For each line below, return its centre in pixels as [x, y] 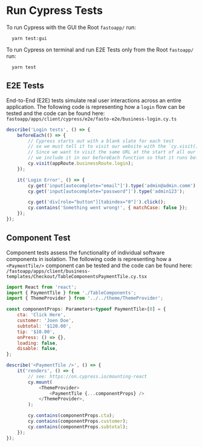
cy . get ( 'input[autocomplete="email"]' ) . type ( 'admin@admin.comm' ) [112, 185]
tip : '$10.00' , [36, 332]
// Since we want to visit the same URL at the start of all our [112, 152]
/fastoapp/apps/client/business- [48, 271]
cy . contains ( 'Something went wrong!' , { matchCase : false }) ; [108, 208]
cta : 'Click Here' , [42, 315]
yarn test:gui [29, 38]
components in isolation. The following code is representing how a [89, 259]
